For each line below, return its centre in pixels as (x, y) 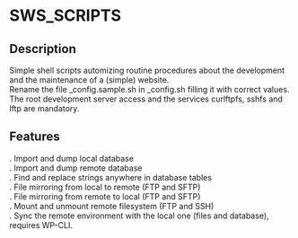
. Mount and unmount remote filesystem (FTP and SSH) (112, 206)
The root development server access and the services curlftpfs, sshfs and (146, 99)
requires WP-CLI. (41, 225)
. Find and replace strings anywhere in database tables (111, 177)
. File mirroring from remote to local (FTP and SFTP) (105, 196)
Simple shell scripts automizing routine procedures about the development (147, 70)
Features (35, 137)
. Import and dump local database (72, 158)
